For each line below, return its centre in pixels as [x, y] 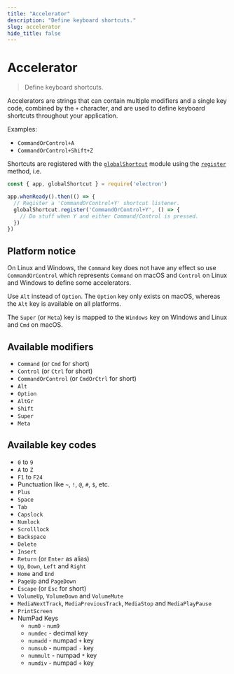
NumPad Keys [38, 618]
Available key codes [52, 445]
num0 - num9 [44, 625]
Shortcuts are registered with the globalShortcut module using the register [117, 164]
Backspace [32, 537]
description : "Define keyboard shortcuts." [72, 20]
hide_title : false [34, 33]
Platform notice [42, 251]
